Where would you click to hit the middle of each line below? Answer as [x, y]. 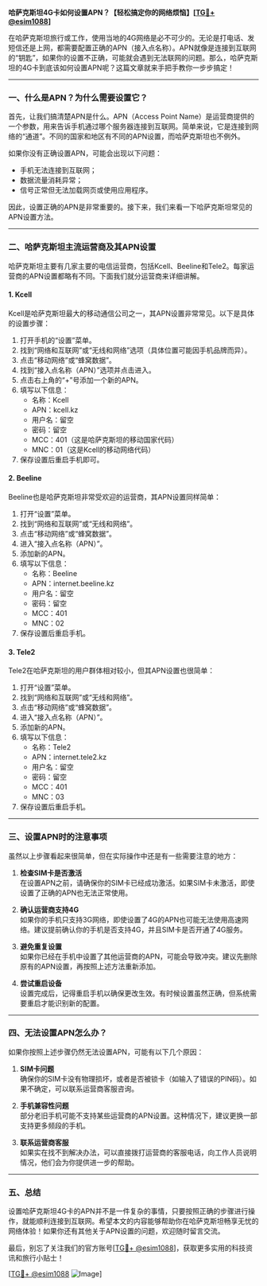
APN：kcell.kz [55, 410]
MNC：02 [48, 623]
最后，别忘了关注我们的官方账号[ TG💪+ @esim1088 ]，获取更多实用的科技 [127, 1248]
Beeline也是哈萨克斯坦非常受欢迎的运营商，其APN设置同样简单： [114, 497]
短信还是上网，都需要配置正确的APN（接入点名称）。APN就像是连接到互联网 [132, 48]
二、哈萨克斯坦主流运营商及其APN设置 [82, 247]
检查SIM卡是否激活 [50, 873]
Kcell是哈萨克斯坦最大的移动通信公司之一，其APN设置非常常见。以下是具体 [131, 313]
